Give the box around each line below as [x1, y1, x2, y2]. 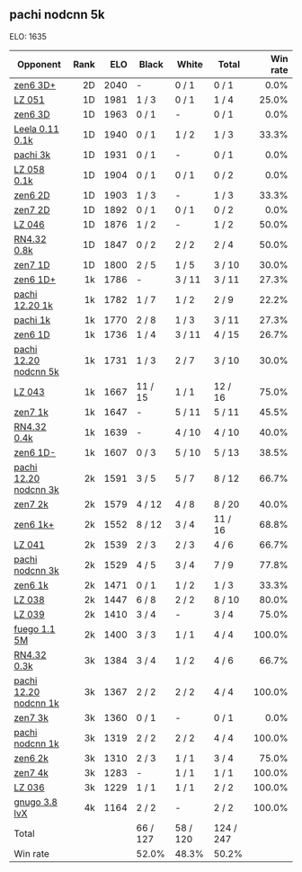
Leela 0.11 [13, 122, 60, 135]
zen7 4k [13, 766, 49, 779]
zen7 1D [13, 258, 50, 271]
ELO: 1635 [9, 31, 47, 41]
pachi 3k [13, 148, 51, 161]
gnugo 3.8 [13, 796, 58, 808]
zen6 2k [13, 752, 49, 764]
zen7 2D [13, 203, 50, 216]
